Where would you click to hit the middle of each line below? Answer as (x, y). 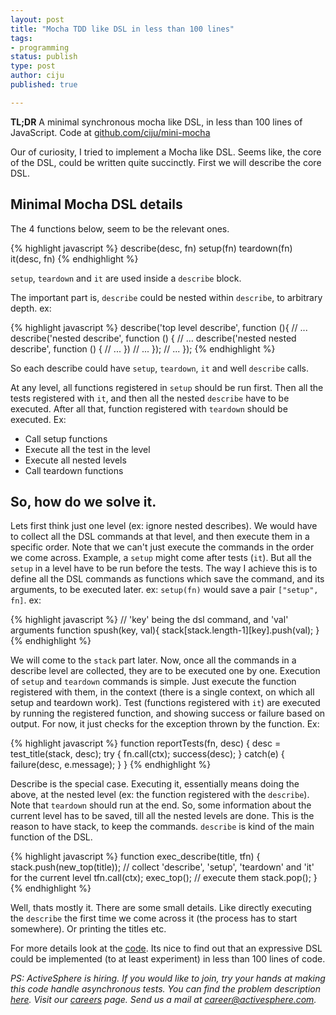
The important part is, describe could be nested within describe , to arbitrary (166, 297)
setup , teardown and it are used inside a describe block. (126, 278)
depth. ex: (31, 308)
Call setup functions (66, 438)
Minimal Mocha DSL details (96, 204)
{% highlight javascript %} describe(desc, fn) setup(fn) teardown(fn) (151, 248)
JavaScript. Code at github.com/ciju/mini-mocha (110, 132)
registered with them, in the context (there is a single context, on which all (162, 692)
